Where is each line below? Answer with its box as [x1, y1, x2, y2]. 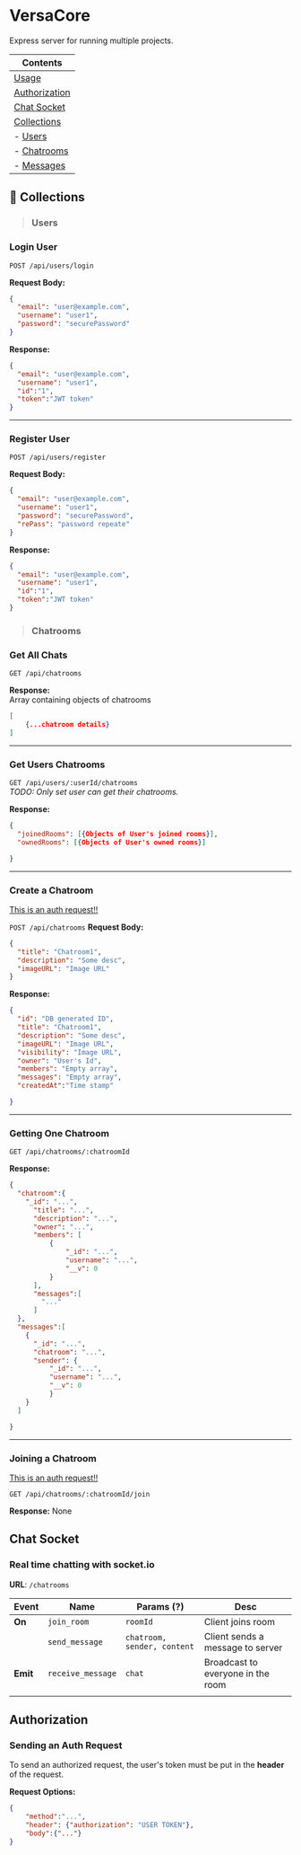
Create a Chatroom [9, 884, 94, 897]
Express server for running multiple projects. [9, 35, 174, 46]
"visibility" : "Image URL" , [17, 1047, 123, 1056]
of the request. [9, 1769, 64, 1780]
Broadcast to [203, 1656, 258, 1668]
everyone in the [203, 1667, 271, 1680]
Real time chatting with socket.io [9, 1559, 155, 1571]
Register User [9, 433, 70, 446]
